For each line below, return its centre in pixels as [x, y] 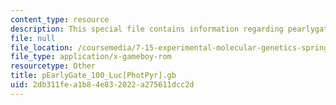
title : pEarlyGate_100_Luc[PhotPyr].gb [93, 76]
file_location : [42, 47]
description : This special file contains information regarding [147, 29]
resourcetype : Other [53, 66]
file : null [33, 38]
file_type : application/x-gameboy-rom [91, 57]
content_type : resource [60, 19]
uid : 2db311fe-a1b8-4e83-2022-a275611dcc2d [102, 85]
